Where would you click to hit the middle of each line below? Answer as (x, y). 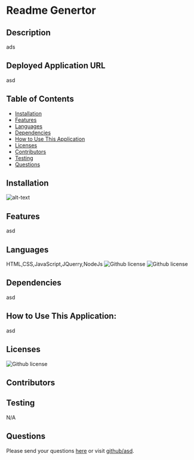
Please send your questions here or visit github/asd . (70, 450)
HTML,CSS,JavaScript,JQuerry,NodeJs (55, 264)
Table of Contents (40, 99)
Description (28, 33)
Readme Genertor (51, 10)
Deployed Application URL (56, 66)
